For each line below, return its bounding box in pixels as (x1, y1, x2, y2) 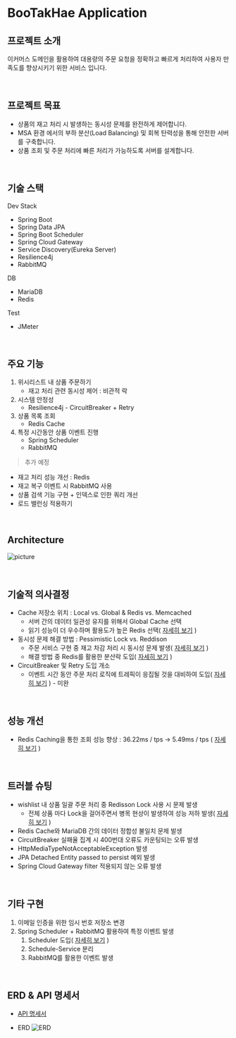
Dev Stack (7, 201, 37, 210)
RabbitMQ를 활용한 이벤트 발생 (27, 953, 114, 962)
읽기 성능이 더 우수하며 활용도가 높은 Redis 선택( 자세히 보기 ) (27, 626, 197, 634)
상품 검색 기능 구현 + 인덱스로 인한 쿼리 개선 (17, 491, 139, 499)
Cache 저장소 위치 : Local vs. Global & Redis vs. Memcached (17, 608, 192, 617)
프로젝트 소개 (7, 35, 61, 46)
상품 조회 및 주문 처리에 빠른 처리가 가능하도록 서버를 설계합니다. (17, 146, 194, 154)
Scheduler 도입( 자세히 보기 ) (27, 935, 109, 944)
